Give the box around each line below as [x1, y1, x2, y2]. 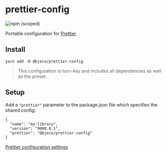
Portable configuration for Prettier [5, 30, 77, 36]
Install [5, 45, 26, 54]
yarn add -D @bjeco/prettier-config [5, 59, 83, 64]
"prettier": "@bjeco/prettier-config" [10, 130, 93, 136]
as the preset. [17, 73, 47, 79]
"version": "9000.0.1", [10, 126, 60, 131]
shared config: [5, 107, 36, 113]
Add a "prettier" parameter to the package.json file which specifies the [5, 101, 158, 108]
